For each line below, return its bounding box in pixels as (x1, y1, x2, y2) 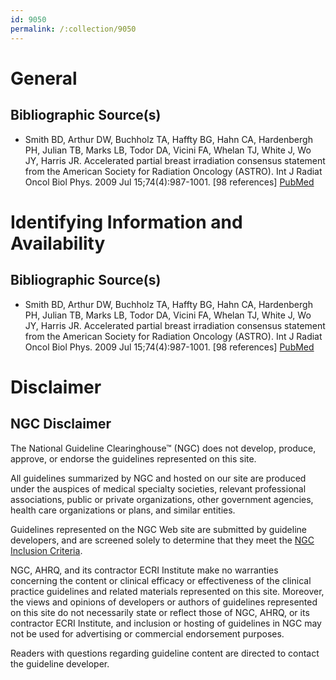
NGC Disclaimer (10, 416, 112, 433)
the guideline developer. (10, 657, 110, 670)
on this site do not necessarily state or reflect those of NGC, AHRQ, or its (10, 606, 310, 618)
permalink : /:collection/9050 (10, 24, 137, 34)
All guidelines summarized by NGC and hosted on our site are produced (10, 472, 307, 484)
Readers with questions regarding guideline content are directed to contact (10, 647, 320, 659)
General (10, 67, 78, 90)
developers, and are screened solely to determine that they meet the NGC (10, 534, 315, 546)
